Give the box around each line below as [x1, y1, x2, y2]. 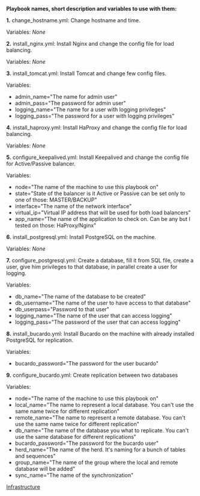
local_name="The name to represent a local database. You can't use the [14, 401, 194, 408]
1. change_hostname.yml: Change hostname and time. [6, 17, 141, 23]
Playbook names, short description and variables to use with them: [6, 5, 177, 12]
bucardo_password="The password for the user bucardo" [14, 360, 159, 367]
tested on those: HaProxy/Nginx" [14, 222, 97, 229]
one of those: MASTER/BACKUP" [14, 196, 97, 203]
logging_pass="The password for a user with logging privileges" [14, 113, 175, 119]
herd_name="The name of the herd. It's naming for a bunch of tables [14, 446, 186, 453]
